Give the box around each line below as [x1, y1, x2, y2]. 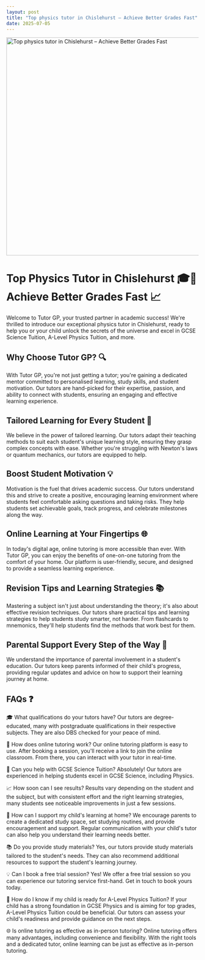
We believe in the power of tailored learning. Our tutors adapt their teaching [6, 431, 196, 438]
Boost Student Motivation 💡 [6, 469, 113, 479]
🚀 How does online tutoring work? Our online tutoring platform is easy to [6, 741, 188, 748]
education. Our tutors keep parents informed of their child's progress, [6, 662, 182, 670]
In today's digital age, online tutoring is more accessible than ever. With [6, 545, 186, 552]
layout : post [6, 9, 40, 15]
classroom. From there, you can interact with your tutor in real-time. [6, 754, 177, 761]
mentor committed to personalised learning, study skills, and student [6, 378, 179, 386]
